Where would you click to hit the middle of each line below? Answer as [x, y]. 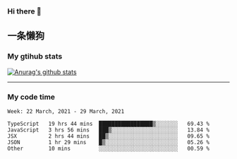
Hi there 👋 [25, 11]
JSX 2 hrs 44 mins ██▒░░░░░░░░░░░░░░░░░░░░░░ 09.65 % [109, 136]
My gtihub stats [35, 57]
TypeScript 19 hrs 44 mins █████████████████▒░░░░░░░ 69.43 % [109, 124]
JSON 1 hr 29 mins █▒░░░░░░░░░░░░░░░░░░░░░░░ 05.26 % [109, 142]
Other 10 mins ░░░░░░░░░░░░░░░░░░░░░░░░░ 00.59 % [109, 148]
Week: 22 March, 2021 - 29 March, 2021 [66, 111]
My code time [31, 97]
